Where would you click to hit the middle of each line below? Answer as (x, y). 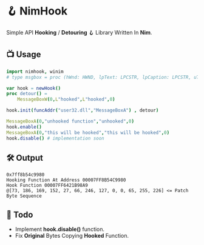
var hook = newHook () (34, 88)
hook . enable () (24, 127)
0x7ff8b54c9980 (25, 175)
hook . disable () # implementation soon (55, 138)
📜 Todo (20, 214)
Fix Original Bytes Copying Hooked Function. (72, 236)
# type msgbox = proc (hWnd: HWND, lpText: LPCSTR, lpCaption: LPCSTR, (99, 77)
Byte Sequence (24, 196)
